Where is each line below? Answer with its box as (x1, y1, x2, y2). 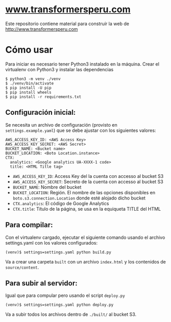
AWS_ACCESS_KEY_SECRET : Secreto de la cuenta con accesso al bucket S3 (12, 178, 163, 185)
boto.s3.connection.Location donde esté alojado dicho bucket (12, 195, 146, 201)
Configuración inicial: (5, 108, 76, 117)
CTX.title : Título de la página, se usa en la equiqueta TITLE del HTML (12, 206, 161, 212)
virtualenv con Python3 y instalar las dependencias (5, 66, 114, 72)
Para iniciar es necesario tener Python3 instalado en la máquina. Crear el (5, 61, 160, 67)
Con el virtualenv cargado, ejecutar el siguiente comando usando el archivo (5, 234, 165, 240)
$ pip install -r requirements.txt (5, 94, 82, 99)
